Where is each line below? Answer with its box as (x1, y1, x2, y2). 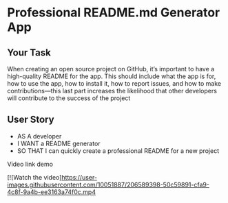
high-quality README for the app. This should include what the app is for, (7, 72, 216, 80)
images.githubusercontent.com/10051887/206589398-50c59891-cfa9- (7, 180, 210, 189)
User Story (7, 114, 54, 126)
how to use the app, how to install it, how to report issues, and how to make (7, 80, 222, 87)
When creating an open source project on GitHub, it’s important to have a (7, 65, 215, 73)
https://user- (61, 173, 98, 181)
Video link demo (7, 160, 54, 168)
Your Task (7, 47, 52, 58)
